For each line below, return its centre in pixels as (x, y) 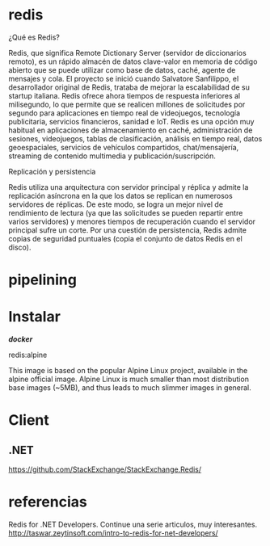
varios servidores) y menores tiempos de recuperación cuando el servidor (132, 221)
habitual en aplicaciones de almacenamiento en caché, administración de (131, 130)
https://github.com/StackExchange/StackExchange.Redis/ (105, 469)
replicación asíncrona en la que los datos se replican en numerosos (120, 195)
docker (21, 339)
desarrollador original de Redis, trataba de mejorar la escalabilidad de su (129, 87)
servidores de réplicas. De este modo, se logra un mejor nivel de (116, 204)
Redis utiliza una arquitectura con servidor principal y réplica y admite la (129, 187)
